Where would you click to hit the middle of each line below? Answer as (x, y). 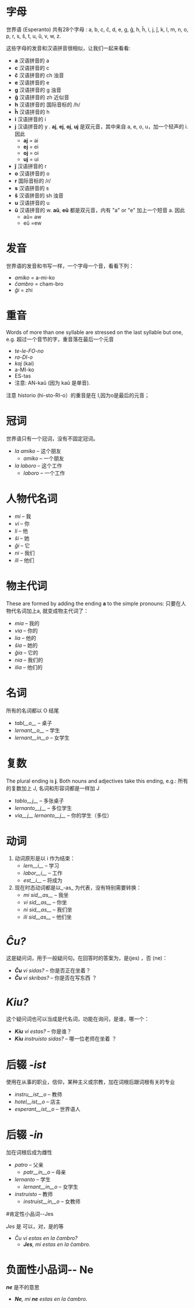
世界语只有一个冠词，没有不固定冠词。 (52, 438)
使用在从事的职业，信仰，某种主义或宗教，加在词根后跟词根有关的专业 (91, 1082)
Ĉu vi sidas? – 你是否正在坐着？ (53, 971)
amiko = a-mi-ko (35, 277)
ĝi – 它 (22, 545)
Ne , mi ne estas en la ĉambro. (51, 1299)
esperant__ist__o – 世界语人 (47, 1109)
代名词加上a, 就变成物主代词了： (50, 611)
